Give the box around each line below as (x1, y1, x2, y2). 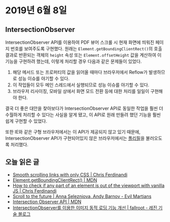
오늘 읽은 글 (5, 158, 40, 167)
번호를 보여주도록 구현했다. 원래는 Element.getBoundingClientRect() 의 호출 (10, 46, 162, 51)
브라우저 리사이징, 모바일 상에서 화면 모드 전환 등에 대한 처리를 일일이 (12, 88, 150, 94)
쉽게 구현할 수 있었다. (5, 118, 47, 124)
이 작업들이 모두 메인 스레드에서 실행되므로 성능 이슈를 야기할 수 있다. (12, 82, 150, 88)
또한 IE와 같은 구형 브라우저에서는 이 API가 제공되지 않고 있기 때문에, (5, 129, 141, 135)
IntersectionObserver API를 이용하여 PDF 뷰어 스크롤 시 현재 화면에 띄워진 (5, 39, 155, 45)
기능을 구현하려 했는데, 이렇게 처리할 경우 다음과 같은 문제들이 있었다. (5, 58, 142, 64)
